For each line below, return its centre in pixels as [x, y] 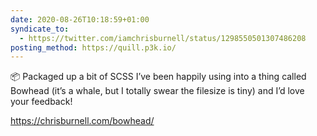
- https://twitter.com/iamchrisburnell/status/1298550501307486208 [163, 38]
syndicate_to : [40, 29]
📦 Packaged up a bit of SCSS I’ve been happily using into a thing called [158, 77]
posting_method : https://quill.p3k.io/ [93, 47]
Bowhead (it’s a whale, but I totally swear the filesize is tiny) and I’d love [157, 91]
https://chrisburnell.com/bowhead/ [82, 121]
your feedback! [41, 102]
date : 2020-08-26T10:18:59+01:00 [80, 19]
